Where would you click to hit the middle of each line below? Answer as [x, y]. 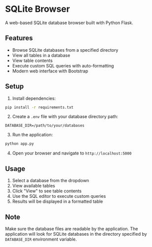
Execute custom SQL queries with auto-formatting [63, 65]
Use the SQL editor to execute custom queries [59, 196]
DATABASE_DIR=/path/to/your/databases [45, 126]
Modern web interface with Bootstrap [50, 71]
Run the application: [32, 135]
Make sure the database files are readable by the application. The [72, 229]
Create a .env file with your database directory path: [65, 117]
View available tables [34, 186]
